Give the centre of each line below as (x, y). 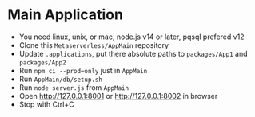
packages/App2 (42, 62)
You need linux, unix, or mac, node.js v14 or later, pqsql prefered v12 (131, 37)
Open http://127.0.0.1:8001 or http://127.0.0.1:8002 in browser (118, 96)
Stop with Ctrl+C (46, 104)
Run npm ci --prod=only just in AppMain (83, 70)
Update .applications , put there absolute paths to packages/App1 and (133, 53)
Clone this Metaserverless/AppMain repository (94, 45)
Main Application (65, 15)
